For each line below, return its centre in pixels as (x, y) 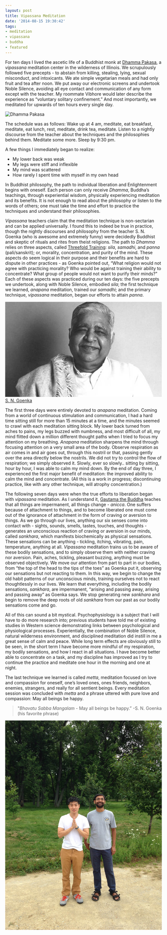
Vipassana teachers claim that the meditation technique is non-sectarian (80, 221)
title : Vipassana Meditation (35, 16)
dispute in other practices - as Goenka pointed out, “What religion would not (83, 263)
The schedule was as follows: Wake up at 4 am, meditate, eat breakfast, (79, 124)
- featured (16, 47)
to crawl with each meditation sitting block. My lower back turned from (78, 426)
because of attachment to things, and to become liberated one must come (81, 510)
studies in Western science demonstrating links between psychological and (83, 625)
